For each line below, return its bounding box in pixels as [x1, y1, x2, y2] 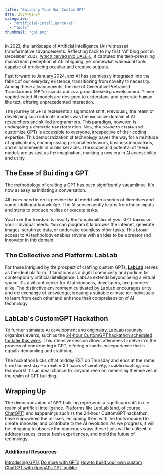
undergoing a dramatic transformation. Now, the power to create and [5, 124, 143, 129]
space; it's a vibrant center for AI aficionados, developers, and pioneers [5, 279, 149, 285]
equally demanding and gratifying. [5, 348, 74, 354]
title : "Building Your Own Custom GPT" [5, 7, 86, 12]
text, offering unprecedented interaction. [13, 99, 95, 105]
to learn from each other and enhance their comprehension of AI [5, 295, 135, 301]
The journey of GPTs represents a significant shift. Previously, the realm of [5, 109, 154, 114]
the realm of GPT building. [5, 373, 58, 379]
